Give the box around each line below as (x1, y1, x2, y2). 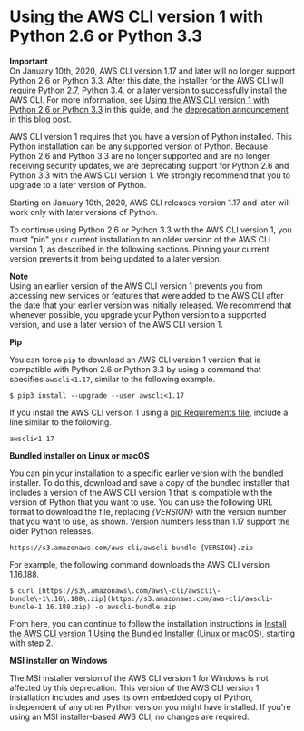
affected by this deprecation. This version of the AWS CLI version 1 (9, 682, 260, 693)
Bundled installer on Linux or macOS (9, 449, 150, 460)
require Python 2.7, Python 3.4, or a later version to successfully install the (9, 84, 288, 95)
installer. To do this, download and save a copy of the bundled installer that (9, 477, 290, 488)
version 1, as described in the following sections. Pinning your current (9, 243, 270, 254)
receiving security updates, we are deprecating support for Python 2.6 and (9, 160, 289, 171)
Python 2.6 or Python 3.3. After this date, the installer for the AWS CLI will (9, 74, 284, 85)
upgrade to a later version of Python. (9, 179, 147, 190)
